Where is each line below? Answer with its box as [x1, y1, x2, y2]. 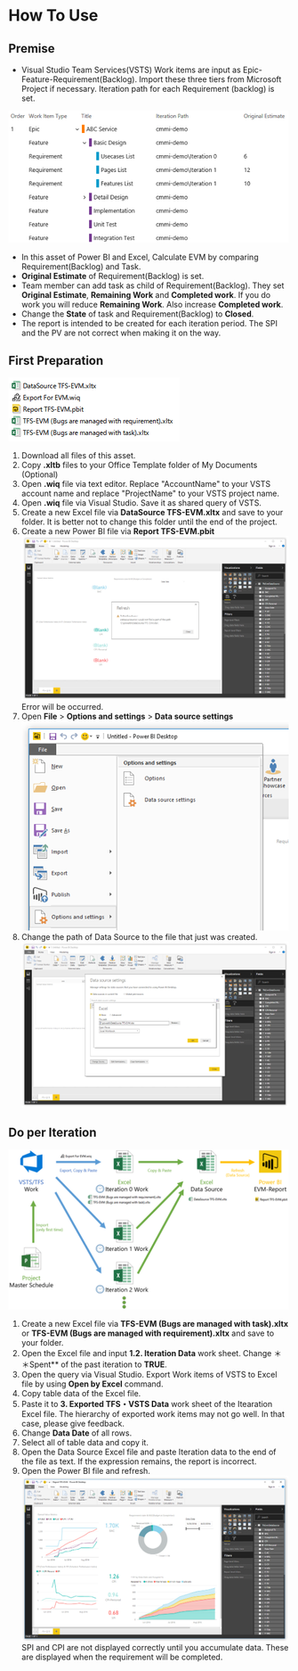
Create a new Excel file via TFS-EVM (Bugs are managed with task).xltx [20, 1319, 289, 1329]
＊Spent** [20, 1359, 60, 1370]
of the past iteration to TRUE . [60, 1359, 168, 1370]
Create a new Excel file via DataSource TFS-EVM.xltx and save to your [20, 506, 284, 517]
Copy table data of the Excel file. [20, 1388, 141, 1399]
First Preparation [8, 353, 104, 368]
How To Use [8, 5, 99, 26]
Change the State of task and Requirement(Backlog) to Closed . [20, 309, 254, 319]
